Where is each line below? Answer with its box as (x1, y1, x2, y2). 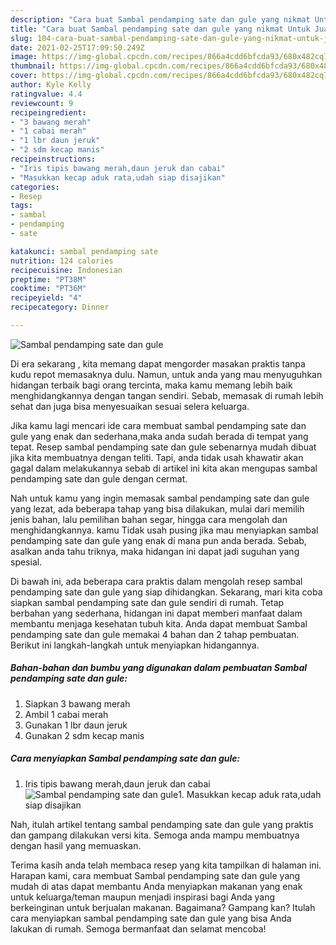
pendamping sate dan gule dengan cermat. (10, 472, 188, 485)
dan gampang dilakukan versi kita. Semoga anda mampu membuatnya (10, 829, 300, 841)
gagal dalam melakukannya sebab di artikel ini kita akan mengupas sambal (10, 462, 318, 474)
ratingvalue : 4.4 (10, 89, 83, 99)
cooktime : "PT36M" (10, 284, 87, 294)
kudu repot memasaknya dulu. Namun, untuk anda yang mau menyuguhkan (10, 368, 323, 380)
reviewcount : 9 (10, 98, 74, 108)
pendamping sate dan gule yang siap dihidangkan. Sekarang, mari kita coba (10, 586, 323, 598)
